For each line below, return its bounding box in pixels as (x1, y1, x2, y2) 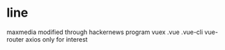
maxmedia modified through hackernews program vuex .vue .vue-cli (6, 28, 203, 36)
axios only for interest (25, 35, 88, 43)
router (6, 35, 24, 43)
